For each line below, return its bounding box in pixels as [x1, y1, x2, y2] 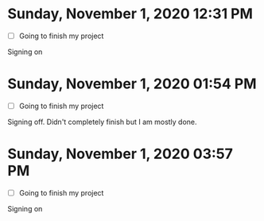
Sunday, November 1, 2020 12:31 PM [7, 5, 254, 23]
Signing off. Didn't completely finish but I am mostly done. [7, 117, 197, 126]
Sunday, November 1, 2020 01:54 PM [7, 75, 257, 93]
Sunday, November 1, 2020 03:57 [7, 145, 234, 163]
